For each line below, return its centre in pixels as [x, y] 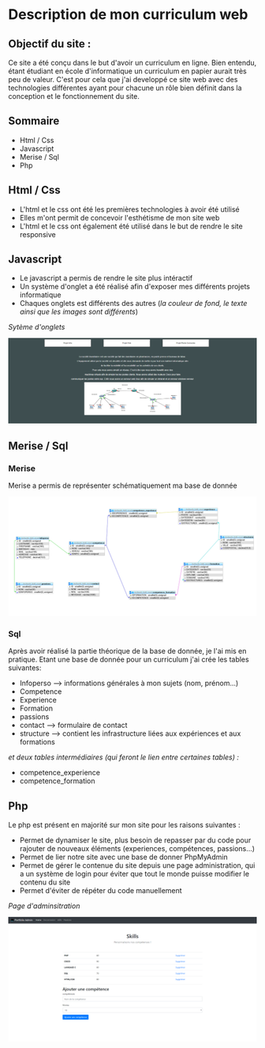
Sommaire [34, 121]
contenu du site [45, 882]
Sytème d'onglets [37, 327]
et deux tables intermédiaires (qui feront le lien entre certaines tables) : [123, 757]
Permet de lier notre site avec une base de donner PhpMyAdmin [123, 857]
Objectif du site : [50, 44]
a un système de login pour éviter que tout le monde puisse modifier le [134, 874]
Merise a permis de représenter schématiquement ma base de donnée [123, 485]
